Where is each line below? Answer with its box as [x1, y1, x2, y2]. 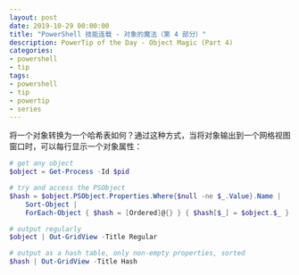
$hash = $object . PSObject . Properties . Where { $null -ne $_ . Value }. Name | [9, 191, 282, 201]
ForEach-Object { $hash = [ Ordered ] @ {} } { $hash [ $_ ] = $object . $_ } [25, 208, 290, 217]
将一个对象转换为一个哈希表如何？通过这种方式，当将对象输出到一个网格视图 [9, 130, 291, 141]
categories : [9, 46, 54, 55]
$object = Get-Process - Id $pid [9, 167, 129, 177]
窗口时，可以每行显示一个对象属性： [9, 141, 143, 152]
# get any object [9, 159, 74, 168]
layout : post [9, 12, 58, 22]
